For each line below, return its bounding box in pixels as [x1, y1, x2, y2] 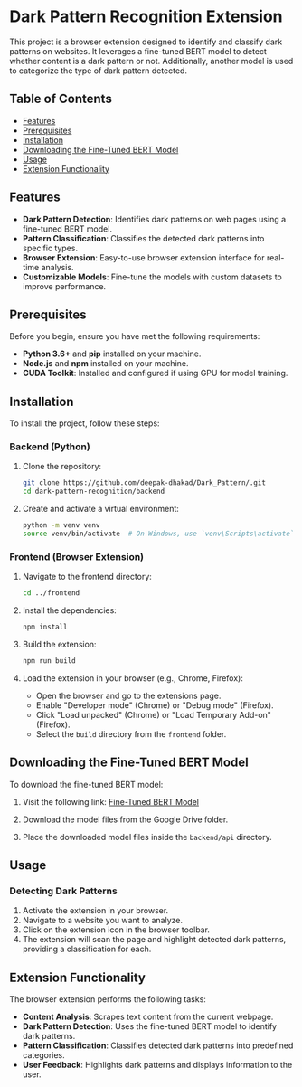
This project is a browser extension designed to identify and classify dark [9, 36, 283, 47]
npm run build [22, 657, 76, 666]
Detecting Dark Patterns [9, 884, 118, 897]
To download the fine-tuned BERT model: [9, 779, 164, 789]
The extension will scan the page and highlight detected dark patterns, [22, 934, 287, 945]
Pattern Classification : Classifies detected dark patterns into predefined [22, 1040, 294, 1051]
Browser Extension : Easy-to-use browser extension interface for [22, 251, 265, 263]
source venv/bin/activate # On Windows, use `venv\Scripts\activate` [22, 529, 295, 539]
